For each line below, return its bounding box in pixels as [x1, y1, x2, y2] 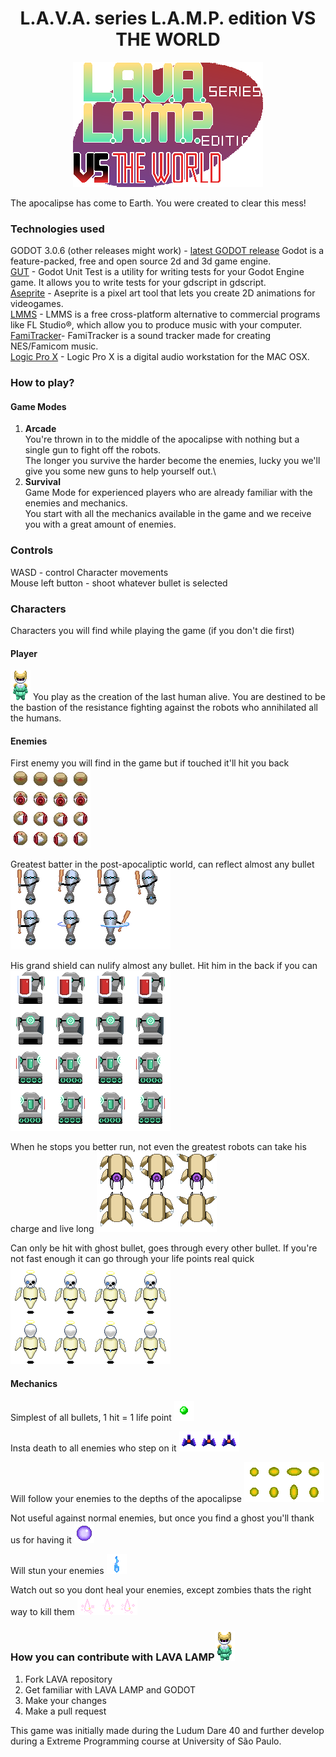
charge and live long [10, 1223, 95, 1235]
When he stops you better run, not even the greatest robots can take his [10, 1141, 307, 1153]
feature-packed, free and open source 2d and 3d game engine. [10, 255, 272, 267]
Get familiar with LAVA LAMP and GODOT [24, 1683, 197, 1696]
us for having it [10, 1533, 72, 1546]
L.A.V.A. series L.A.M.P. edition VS [19, 7, 317, 30]
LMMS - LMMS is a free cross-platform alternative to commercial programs [10, 308, 321, 321]
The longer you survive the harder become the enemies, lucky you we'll [24, 455, 321, 467]
